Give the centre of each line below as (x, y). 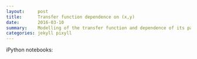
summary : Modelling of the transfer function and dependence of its (95, 28)
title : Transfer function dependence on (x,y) (70, 17)
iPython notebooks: (30, 50)
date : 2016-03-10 (35, 22)
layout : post (27, 11)
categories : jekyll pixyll (39, 33)
